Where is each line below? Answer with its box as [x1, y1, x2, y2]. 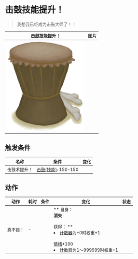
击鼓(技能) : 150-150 [37, 167, 79, 172]
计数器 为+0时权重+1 [59, 229, 100, 235]
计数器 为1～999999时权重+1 [59, 247, 118, 253]
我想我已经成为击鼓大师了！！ [16, 21, 76, 27]
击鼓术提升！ [7, 167, 33, 172]
